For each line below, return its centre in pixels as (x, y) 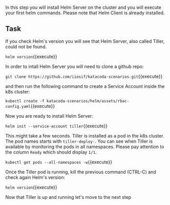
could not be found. (26, 47)
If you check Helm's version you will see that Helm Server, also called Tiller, (85, 41)
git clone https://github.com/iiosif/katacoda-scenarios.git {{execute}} (84, 76)
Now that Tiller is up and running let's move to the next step (68, 197)
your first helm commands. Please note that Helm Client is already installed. (85, 13)
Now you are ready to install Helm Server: (49, 116)
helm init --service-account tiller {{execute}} (57, 126)
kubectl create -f (25, 101)
